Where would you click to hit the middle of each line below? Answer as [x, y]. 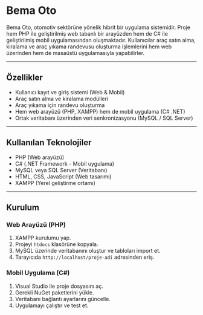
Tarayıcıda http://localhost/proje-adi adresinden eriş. [85, 257]
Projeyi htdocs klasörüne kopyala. [56, 244]
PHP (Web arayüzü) [40, 157]
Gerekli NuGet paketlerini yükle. [55, 292]
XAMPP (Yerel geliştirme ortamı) [55, 183]
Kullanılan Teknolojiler [49, 143]
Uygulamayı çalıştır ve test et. [52, 305]
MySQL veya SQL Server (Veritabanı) [61, 170]
